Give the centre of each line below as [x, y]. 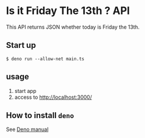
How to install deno [40, 115]
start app [25, 91]
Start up [21, 45]
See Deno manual [27, 129]
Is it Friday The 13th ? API [68, 11]
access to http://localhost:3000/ [53, 97]
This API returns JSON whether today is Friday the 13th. [73, 27]
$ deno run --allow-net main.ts [45, 59]
